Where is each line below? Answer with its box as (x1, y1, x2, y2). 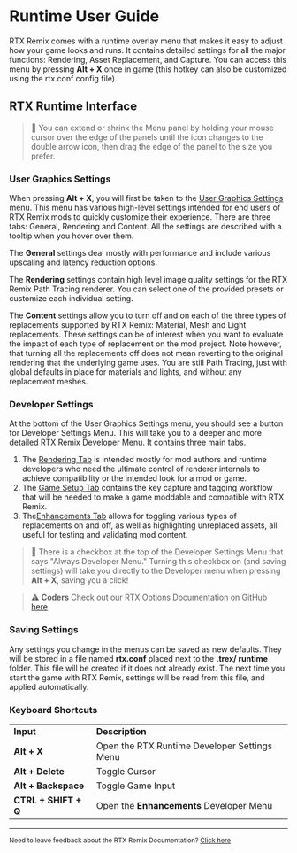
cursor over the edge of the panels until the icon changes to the (30, 131, 263, 143)
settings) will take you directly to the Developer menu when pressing (30, 565, 281, 577)
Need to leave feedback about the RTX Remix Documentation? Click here (9, 835, 232, 845)
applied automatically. (9, 681, 89, 692)
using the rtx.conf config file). (9, 73, 118, 83)
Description (95, 725, 148, 737)
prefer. (30, 151, 56, 161)
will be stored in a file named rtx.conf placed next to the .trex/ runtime (9, 653, 268, 663)
